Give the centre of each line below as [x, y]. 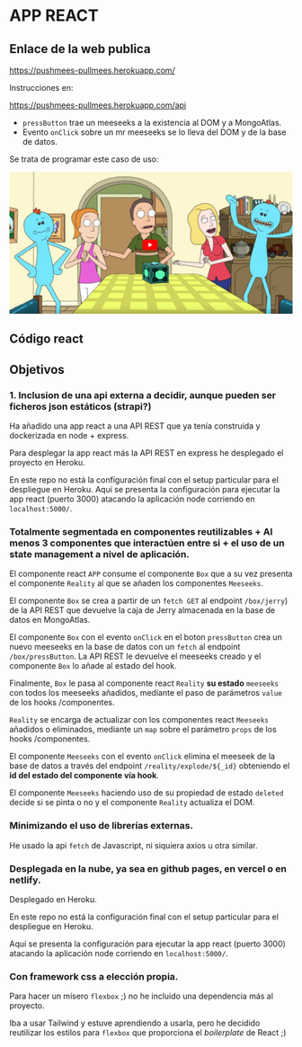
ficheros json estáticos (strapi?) [80, 406]
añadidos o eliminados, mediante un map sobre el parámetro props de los [143, 730]
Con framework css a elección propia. [94, 976]
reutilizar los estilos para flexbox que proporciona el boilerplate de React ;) [148, 1033]
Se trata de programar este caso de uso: [84, 159]
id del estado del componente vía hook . [84, 776]
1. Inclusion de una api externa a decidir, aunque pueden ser [143, 395]
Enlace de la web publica [80, 49]
